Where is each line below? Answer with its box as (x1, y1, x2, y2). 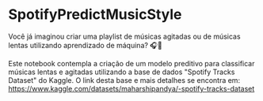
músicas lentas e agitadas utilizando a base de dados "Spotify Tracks (8, 67, 235, 77)
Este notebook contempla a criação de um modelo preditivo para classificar (8, 58, 255, 68)
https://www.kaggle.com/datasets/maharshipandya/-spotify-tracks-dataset (8, 84, 255, 93)
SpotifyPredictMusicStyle (8, 6, 182, 24)
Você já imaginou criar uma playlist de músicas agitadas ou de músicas (8, 32, 241, 41)
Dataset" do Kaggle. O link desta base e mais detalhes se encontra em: (8, 75, 240, 84)
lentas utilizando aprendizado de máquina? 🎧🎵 (8, 40, 162, 50)
